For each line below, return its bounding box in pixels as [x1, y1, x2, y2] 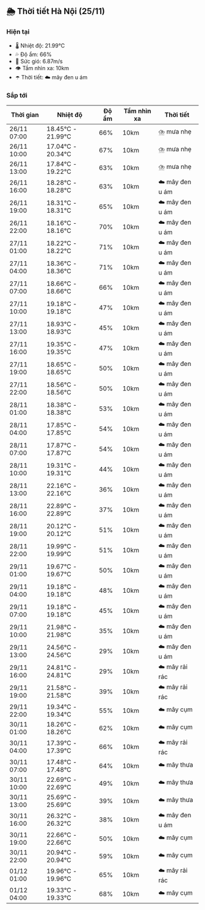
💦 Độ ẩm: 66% [15, 51, 52, 58]
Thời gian [11, 110, 40, 119]
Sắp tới [6, 91, 27, 99]
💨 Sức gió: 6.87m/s [15, 57, 63, 65]
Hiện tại [6, 27, 30, 36]
